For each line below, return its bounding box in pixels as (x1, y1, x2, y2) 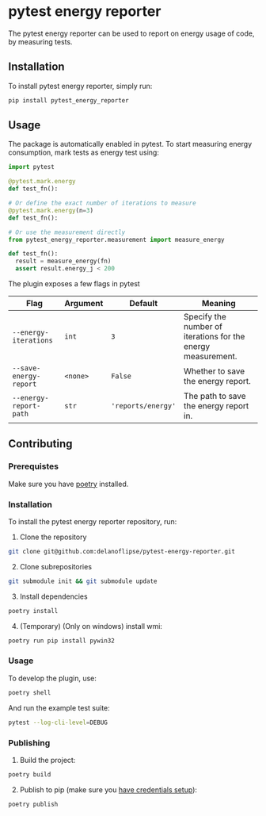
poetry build (8, 770, 51, 779)
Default (129, 298, 158, 309)
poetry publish (8, 800, 59, 808)
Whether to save (183, 366, 245, 377)
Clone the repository (19, 532, 87, 542)
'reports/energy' (110, 401, 177, 411)
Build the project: (19, 755, 76, 764)
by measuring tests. (8, 36, 73, 46)
